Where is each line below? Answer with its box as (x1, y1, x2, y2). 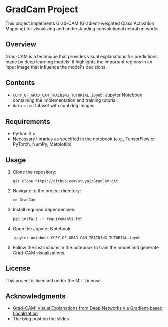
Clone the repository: (12, 169, 57, 175)
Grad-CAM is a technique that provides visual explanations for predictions (5, 53, 158, 59)
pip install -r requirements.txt (12, 216, 83, 222)
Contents (5, 79, 35, 87)
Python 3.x (12, 131, 35, 137)
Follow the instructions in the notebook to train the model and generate (12, 244, 159, 250)
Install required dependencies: (12, 206, 76, 212)
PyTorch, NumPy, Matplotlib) (12, 141, 72, 147)
